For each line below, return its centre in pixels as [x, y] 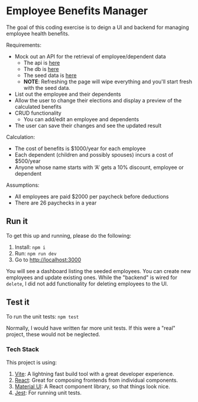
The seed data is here [50, 75]
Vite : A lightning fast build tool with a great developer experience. [94, 374]
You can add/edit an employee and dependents [81, 119]
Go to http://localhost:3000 [48, 260]
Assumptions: [23, 185]
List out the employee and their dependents [68, 94]
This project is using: [32, 362]
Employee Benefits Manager [77, 11]
